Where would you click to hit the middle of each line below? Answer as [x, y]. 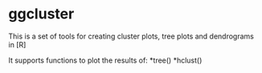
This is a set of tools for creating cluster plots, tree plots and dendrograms [131, 36]
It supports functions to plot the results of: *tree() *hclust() [105, 60]
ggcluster [41, 14]
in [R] [17, 44]
